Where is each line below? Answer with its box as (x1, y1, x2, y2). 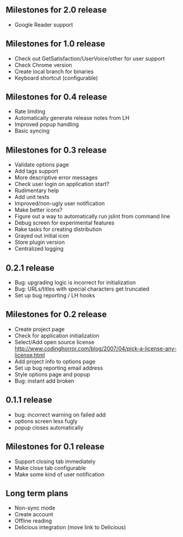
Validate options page (14, 161, 69, 168)
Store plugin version (14, 238, 65, 246)
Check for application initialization (14, 331, 99, 339)
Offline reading (14, 517, 52, 525)
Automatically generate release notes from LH (14, 114, 130, 122)
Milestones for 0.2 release (5, 310, 107, 320)
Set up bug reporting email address (14, 364, 104, 372)
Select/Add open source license (14, 338, 95, 345)
